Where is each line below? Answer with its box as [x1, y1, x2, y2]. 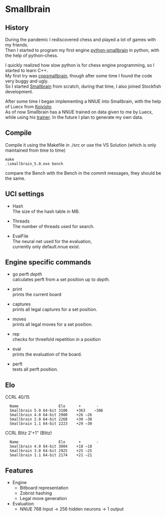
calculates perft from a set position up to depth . [12, 276, 110, 282]
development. [5, 89, 33, 94]
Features [5, 466, 33, 475]
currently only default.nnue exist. [12, 244, 81, 250]
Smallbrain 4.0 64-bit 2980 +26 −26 [9, 413, 92, 418]
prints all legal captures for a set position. [12, 306, 97, 312]
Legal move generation [19, 496, 67, 502]
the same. [5, 175, 26, 181]
